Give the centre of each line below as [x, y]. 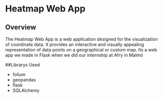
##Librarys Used [23, 65]
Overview [21, 27]
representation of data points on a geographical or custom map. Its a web [81, 50]
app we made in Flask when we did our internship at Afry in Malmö [74, 55]
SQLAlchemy [26, 90]
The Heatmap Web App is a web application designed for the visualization [81, 39]
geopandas [24, 80]
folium [19, 74]
